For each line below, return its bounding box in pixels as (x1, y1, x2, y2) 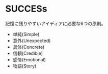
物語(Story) (12, 63, 37, 69)
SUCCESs (5, 3, 47, 15)
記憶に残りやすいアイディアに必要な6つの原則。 (5, 20, 106, 26)
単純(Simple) (12, 31, 40, 37)
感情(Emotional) (12, 56, 46, 62)
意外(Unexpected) (12, 38, 51, 44)
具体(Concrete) (12, 44, 45, 50)
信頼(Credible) (12, 50, 43, 56)
